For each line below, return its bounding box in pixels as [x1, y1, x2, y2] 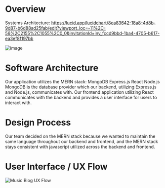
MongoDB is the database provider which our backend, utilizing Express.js [5, 84, 157, 90]
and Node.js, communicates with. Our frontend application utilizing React [5, 89, 154, 95]
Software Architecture [5, 63, 99, 74]
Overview [5, 3, 46, 15]
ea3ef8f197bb [5, 36, 34, 41]
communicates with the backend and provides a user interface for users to [5, 94, 157, 100]
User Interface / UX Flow [5, 161, 108, 172]
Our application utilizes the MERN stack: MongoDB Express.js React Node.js [5, 78, 160, 84]
